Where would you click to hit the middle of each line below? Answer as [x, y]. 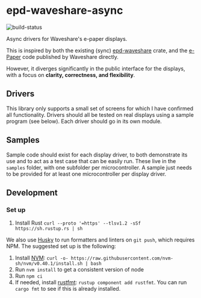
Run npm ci [29, 276]
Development [32, 192]
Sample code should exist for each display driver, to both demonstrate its [97, 155]
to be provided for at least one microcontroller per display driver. [86, 174]
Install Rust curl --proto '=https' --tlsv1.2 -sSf [78, 223]
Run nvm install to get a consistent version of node [79, 270]
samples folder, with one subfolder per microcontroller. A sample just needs [99, 167]
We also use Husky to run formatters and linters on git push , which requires [100, 240]
